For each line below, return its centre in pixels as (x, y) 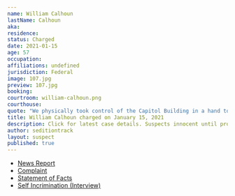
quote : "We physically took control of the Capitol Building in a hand (114, 111)
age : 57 (19, 53)
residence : (23, 33)
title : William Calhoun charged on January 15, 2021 (86, 117)
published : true (31, 144)
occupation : (24, 59)
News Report (36, 163)
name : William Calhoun (40, 14)
